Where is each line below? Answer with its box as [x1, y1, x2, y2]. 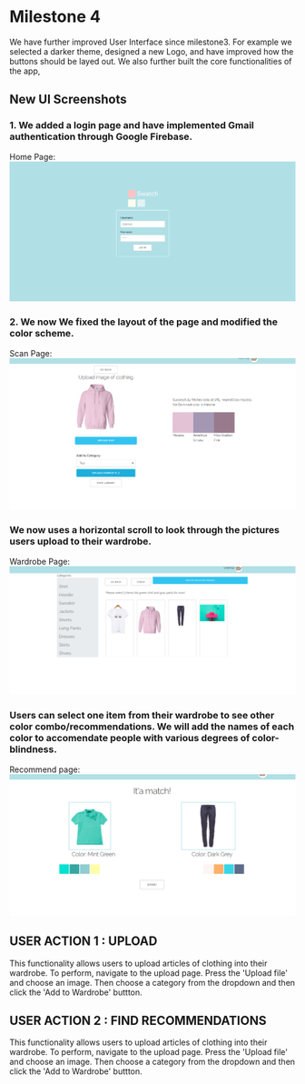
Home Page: [9, 151, 56, 162]
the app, [9, 65, 41, 76]
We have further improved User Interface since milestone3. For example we [9, 36, 292, 47]
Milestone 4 [9, 6, 102, 27]
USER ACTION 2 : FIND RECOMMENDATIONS [9, 1013, 267, 1029]
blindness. [9, 743, 57, 756]
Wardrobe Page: [9, 556, 71, 567]
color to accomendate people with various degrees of [9, 732, 251, 745]
